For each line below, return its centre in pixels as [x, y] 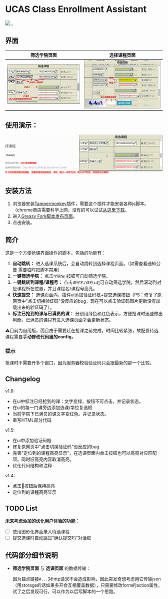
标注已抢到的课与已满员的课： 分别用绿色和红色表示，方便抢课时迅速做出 [87, 314]
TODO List [21, 508]
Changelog [23, 379]
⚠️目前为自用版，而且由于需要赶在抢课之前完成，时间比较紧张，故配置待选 [82, 331]
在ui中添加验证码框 [32, 441]
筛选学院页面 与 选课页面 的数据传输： [51, 568]
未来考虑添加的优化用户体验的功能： [42, 521]
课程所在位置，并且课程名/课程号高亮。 [57, 289]
